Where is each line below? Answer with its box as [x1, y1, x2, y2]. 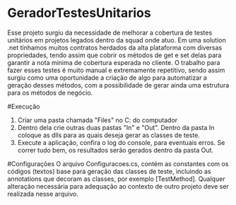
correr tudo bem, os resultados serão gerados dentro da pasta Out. [17, 146, 214, 154]
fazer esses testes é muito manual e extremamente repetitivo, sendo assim [7, 66, 225, 74]
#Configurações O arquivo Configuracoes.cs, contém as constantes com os [7, 159, 229, 168]
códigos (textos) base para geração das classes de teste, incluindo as [7, 167, 211, 175]
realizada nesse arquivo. [7, 189, 79, 198]
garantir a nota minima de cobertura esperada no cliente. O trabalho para [7, 58, 220, 66]
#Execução [7, 102, 40, 110]
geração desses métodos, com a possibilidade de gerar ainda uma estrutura [7, 81, 230, 89]
